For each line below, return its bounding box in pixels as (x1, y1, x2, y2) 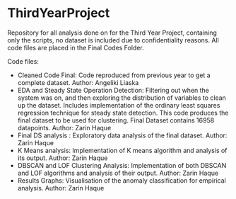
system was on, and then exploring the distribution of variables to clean (17, 93, 226, 102)
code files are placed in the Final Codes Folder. (7, 43, 145, 52)
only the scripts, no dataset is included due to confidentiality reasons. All (7, 35, 219, 44)
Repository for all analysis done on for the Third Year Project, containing (7, 28, 218, 37)
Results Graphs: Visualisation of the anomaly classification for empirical (17, 176, 226, 185)
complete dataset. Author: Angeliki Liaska (17, 78, 139, 86)
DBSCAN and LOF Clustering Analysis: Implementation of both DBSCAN (17, 161, 227, 169)
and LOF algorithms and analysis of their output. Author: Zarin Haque (17, 169, 219, 177)
